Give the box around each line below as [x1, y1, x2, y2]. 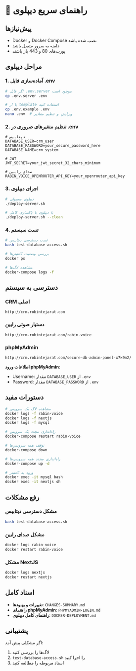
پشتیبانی [5, 627, 28, 635]
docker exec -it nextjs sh [5, 479, 61, 484]
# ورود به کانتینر [5, 470, 34, 475]
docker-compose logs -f [5, 270, 54, 275]
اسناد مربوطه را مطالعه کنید [12, 660, 64, 666]
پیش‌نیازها [5, 24, 32, 33]
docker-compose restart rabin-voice [5, 434, 81, 439]
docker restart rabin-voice [5, 547, 63, 552]
